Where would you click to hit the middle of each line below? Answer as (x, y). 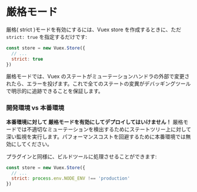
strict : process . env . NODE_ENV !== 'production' (71, 178)
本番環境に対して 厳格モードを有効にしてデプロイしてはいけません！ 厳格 (95, 122)
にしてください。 (32, 144)
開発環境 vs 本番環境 (35, 108)
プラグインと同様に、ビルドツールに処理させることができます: (81, 156)
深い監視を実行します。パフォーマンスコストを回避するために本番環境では (96, 137)
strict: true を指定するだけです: (46, 37)
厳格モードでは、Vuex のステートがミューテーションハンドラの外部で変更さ (98, 77)
